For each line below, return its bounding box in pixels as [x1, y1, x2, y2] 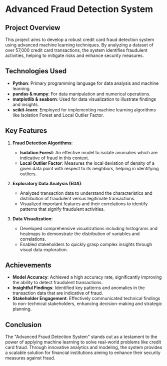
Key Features [5, 126, 47, 135]
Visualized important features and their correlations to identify [19, 201, 148, 207]
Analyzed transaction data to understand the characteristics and [19, 190, 152, 196]
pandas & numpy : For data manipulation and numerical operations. [12, 91, 151, 97]
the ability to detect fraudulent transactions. [12, 280, 103, 286]
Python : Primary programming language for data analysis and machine [12, 80, 159, 86]
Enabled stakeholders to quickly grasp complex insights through [19, 241, 152, 247]
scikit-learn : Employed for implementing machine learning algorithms [12, 106, 156, 113]
